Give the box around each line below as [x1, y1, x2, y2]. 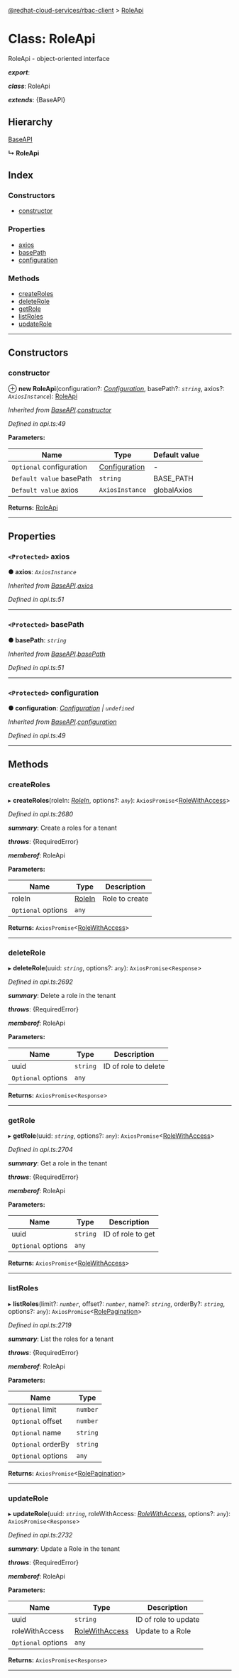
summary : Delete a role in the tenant [8, 991, 116, 999]
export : [8, 67, 30, 77]
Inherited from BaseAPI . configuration [8, 718, 117, 726]
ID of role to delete [103, 1061, 165, 1071]
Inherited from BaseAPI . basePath [8, 649, 106, 658]
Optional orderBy [11, 1439, 70, 1449]
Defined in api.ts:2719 [8, 1320, 72, 1329]
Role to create [102, 894, 149, 904]
